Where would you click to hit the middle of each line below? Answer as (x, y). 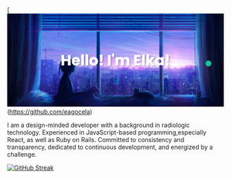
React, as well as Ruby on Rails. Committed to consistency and (96, 139)
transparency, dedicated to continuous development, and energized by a (110, 147)
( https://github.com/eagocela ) (50, 111)
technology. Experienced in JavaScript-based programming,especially (107, 132)
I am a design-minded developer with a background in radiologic (99, 125)
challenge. (22, 154)
